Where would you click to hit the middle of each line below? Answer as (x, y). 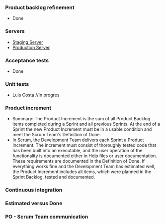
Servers (15, 31)
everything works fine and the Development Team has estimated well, (84, 167)
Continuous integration (34, 190)
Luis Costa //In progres (36, 95)
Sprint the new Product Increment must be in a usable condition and (82, 129)
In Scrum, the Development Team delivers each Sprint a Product (78, 140)
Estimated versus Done (34, 204)
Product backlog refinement (40, 7)
